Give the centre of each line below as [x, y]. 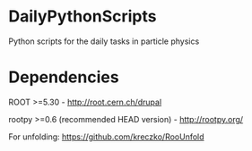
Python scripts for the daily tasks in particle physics [104, 41]
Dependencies [64, 77]
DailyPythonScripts [83, 17]
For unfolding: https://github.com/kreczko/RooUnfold [106, 137]
